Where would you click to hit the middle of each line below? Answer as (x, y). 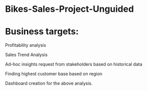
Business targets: (42, 32)
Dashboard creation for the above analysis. (49, 83)
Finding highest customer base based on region (54, 74)
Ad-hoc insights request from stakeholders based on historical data (74, 64)
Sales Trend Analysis (26, 55)
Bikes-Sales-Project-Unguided (70, 9)
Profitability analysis (26, 45)
